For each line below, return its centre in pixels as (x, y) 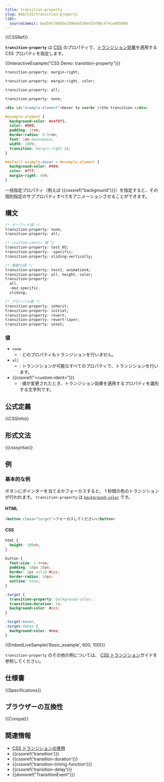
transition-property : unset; (35, 324)
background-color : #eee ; (35, 631)
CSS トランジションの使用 (38, 748)
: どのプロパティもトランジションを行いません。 (68, 355)
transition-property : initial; (37, 311)
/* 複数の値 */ (19, 265)
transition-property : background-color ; (51, 599)
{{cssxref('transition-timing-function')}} (52, 764)
